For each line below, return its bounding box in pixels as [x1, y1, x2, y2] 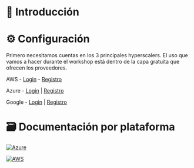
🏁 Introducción [6, 5, 79, 19]
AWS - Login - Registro [6, 76, 62, 83]
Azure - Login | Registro [6, 87, 64, 94]
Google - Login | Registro [6, 98, 68, 106]
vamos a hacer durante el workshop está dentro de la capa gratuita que [6, 58, 180, 65]
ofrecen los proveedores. [6, 64, 68, 71]
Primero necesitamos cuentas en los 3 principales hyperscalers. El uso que [6, 52, 188, 59]
